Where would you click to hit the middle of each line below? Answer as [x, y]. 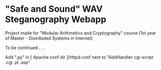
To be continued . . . [25, 47]
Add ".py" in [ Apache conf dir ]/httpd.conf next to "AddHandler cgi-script [79, 57]
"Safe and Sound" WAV [54, 9]
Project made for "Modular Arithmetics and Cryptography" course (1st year [81, 33]
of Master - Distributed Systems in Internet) [49, 38]
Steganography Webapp [56, 19]
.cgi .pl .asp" [18, 62]
